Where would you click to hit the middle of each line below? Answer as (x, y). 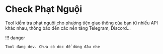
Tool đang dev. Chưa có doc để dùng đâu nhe (53, 47)
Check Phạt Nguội (44, 9)
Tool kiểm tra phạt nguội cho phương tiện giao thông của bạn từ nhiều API (82, 23)
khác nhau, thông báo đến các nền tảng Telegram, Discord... (68, 28)
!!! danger (15, 38)
